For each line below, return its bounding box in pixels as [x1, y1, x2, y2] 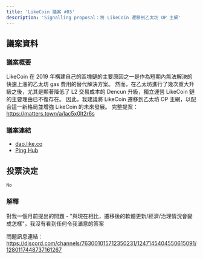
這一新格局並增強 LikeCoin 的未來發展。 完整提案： [11, 103, 138, 111]
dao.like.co [14, 140, 43, 148]
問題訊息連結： [6, 232, 43, 240]
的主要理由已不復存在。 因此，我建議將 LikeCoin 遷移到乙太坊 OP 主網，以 [6, 96, 192, 103]
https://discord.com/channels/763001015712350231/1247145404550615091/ [6, 240, 197, 247]
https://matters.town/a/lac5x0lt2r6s [6, 110, 95, 117]
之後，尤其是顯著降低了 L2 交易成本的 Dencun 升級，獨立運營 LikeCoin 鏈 [11, 88, 195, 96]
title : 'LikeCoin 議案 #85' [6, 8, 76, 15]
